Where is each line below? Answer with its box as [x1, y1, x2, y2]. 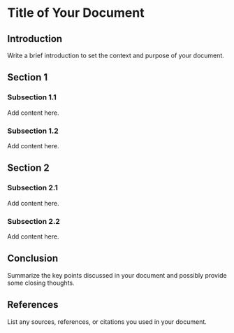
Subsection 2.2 [7, 216, 61, 226]
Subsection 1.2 [7, 126, 59, 136]
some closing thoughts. [7, 278, 75, 287]
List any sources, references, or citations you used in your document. [7, 317, 207, 326]
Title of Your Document [7, 5, 145, 21]
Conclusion [7, 253, 59, 264]
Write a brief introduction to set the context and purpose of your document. [7, 51, 225, 59]
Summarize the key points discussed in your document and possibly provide [7, 271, 227, 279]
